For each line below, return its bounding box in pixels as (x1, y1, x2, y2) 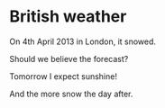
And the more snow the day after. (9, 88, 133, 99)
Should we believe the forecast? (9, 53, 129, 64)
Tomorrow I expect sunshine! (9, 70, 117, 82)
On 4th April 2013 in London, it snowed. (9, 36, 156, 47)
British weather (9, 6, 127, 27)
